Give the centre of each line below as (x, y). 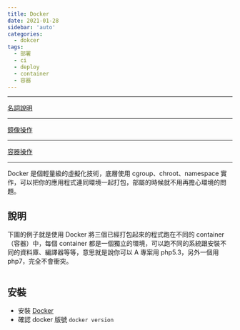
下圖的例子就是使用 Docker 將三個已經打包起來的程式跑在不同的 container (116, 234)
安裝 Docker (36, 310)
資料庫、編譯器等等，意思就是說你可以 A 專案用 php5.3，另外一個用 (119, 252)
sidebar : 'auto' (31, 27)
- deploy (27, 67)
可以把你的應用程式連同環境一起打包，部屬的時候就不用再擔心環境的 (120, 182)
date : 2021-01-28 (33, 21)
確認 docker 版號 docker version (66, 319)
